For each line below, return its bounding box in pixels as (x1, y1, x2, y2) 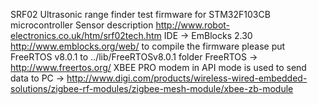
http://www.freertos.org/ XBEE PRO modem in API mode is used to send (10, 62, 307, 73)
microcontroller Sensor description (10, 19, 154, 31)
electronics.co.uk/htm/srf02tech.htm (10, 30, 162, 41)
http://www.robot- (155, 19, 231, 31)
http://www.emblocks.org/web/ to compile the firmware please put (10, 40, 286, 52)
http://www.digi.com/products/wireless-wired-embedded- (66, 72, 308, 84)
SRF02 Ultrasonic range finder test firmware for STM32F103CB (10, 9, 271, 20)
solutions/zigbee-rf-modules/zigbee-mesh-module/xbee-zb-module (10, 83, 294, 94)
